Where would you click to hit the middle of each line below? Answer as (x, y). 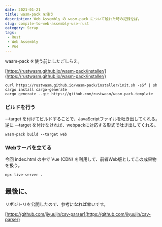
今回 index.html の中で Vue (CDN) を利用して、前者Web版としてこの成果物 (81, 159)
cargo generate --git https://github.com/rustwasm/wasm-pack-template (79, 94)
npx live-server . (24, 175)
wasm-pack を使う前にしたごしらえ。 (44, 61)
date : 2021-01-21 (23, 10)
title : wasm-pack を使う (30, 14)
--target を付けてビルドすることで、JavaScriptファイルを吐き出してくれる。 (82, 118)
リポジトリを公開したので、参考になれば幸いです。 (57, 204)
